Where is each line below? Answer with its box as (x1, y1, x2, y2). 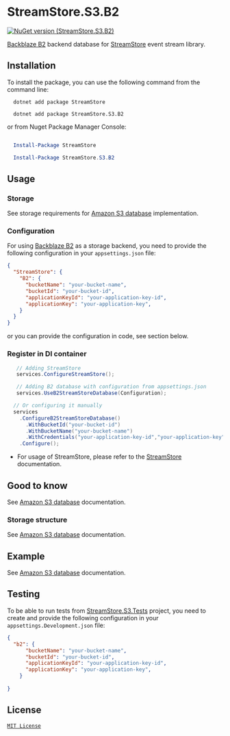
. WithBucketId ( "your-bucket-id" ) (25, 421, 121, 428)
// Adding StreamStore (16, 364, 81, 372)
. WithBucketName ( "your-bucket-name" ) (25, 427, 133, 435)
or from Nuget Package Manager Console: (7, 123, 127, 131)
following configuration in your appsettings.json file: (7, 249, 156, 257)
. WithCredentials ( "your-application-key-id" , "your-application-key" (25, 434, 225, 441)
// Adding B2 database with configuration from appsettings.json (16, 383, 207, 390)
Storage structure (7, 515, 68, 524)
